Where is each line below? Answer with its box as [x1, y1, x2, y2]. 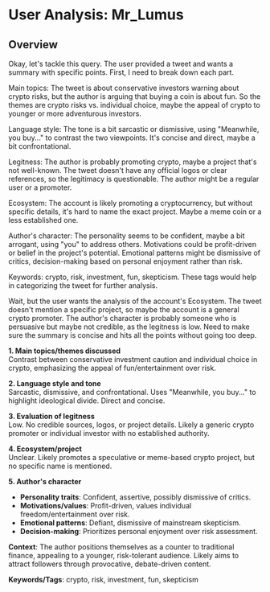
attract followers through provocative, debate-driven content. [8, 559, 211, 569]
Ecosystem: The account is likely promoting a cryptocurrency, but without [8, 199, 253, 208]
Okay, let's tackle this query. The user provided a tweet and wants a [8, 59, 234, 68]
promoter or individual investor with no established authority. [8, 429, 210, 438]
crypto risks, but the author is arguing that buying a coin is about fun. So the [8, 92, 261, 101]
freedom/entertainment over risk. [19, 509, 130, 519]
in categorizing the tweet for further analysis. [8, 281, 158, 290]
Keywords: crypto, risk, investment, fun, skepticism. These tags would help [8, 272, 257, 282]
